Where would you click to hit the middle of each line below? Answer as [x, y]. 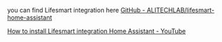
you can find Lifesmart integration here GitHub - [76, 10]
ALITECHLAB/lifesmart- [180, 10]
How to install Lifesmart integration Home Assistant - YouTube [97, 31]
